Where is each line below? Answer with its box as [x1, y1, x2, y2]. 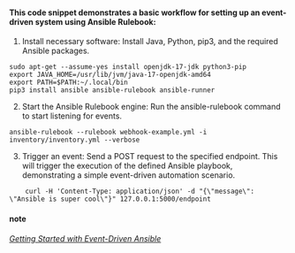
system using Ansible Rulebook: [34, 16, 156, 27]
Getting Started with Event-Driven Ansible [9, 234, 162, 244]
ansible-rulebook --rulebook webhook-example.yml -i [9, 128, 208, 137]
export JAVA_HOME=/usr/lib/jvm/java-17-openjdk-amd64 [9, 71, 212, 80]
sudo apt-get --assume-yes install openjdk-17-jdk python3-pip [9, 63, 247, 72]
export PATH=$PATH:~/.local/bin [9, 78, 128, 88]
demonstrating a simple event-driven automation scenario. [21, 170, 236, 180]
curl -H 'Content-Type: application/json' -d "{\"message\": [25, 187, 254, 196]
